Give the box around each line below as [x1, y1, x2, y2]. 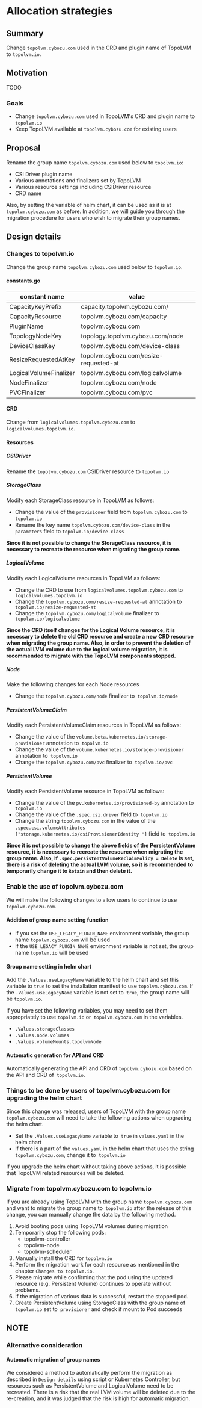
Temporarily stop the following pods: [14, 1229, 106, 1236]
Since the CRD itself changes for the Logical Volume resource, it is [6, 626, 176, 633]
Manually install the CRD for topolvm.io [14, 1254, 112, 1262]
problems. [14, 1286, 40, 1294]
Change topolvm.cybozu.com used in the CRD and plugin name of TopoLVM [6, 44, 191, 51]
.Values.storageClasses [14, 1026, 75, 1032]
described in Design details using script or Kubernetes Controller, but [6, 1375, 180, 1383]
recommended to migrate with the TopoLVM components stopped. [6, 652, 176, 659]
